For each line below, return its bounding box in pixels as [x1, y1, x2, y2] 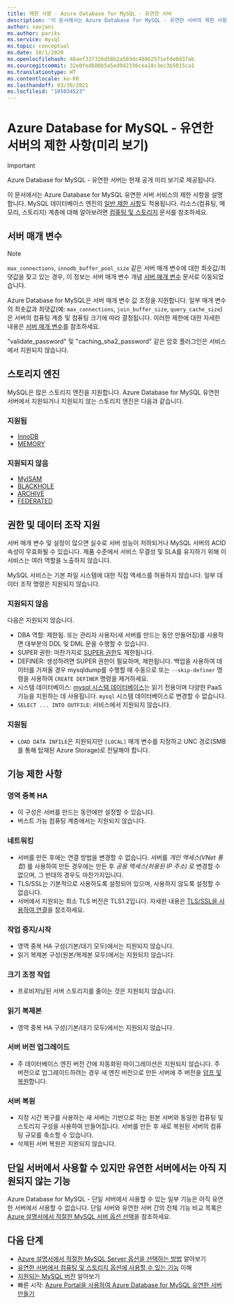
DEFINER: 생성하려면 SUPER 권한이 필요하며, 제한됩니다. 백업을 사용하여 [17, 657, 215, 665]
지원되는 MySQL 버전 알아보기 [17, 1272, 100, 1280]
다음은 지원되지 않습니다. [7, 616, 75, 625]
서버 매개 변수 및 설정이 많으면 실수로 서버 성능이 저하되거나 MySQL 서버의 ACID [7, 539, 226, 547]
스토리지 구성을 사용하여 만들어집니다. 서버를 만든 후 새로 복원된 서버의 [17, 1122, 209, 1131]
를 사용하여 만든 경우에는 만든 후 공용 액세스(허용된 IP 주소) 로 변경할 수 [26, 861, 221, 870]
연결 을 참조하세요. [36, 905, 85, 914]
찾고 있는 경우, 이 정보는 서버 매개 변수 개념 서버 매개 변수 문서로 [25, 272, 200, 281]
